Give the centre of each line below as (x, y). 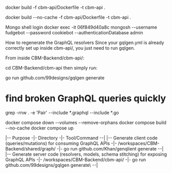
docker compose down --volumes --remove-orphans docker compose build (86, 122)
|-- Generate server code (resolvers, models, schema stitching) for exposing (86, 154)
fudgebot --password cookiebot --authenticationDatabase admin (74, 33)
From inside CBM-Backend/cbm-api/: (45, 58)
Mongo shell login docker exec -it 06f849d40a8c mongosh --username (81, 27)
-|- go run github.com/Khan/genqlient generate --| (110, 148)
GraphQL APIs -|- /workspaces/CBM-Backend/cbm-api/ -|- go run (76, 159)
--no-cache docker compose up (40, 128)
